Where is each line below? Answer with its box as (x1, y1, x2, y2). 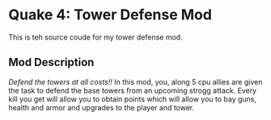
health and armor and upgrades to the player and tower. (8, 102, 195, 112)
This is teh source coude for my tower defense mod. (8, 32, 184, 42)
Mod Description (8, 56, 95, 69)
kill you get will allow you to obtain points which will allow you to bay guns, (8, 94, 257, 104)
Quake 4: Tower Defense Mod (8, 6, 213, 24)
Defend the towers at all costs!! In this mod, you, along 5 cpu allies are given (8, 77, 263, 86)
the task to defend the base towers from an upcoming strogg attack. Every (8, 85, 257, 95)
